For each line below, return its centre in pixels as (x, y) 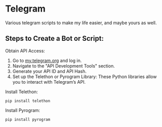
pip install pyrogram (28, 119)
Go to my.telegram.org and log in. (47, 60)
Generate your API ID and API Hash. (49, 71)
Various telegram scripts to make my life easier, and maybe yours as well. (81, 23)
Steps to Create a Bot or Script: (54, 39)
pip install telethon (28, 101)
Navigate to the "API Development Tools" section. (64, 66)
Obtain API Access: (25, 50)
